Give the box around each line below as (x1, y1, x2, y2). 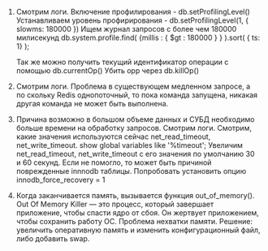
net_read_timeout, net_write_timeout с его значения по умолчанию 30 (15, 149, 255, 158)
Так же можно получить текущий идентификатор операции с (15, 57, 229, 67)
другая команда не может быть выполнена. (15, 99, 169, 108)
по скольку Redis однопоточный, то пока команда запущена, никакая (15, 90, 258, 100)
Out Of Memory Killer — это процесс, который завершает (15, 199, 214, 209)
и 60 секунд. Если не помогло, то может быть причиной (15, 158, 212, 167)
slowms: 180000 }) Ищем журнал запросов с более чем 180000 (15, 24, 237, 33)
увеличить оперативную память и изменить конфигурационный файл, (15, 225, 261, 235)
